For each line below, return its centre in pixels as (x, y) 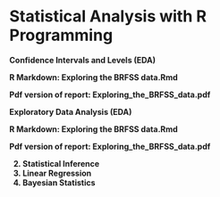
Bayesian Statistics (59, 182)
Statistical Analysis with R (108, 16)
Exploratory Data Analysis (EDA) (71, 111)
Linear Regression (57, 173)
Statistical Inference (61, 163)
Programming (61, 35)
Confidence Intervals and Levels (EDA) (83, 60)
